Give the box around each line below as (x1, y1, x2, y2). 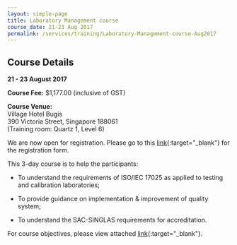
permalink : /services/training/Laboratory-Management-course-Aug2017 (7, 30, 217, 37)
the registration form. (7, 146, 69, 155)
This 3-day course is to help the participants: (7, 160, 139, 168)
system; (17, 202, 41, 210)
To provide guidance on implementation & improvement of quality (17, 195, 209, 203)
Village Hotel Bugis (7, 110, 62, 119)
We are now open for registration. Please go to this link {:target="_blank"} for (7, 138, 230, 147)
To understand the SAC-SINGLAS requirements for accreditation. (17, 216, 207, 225)
